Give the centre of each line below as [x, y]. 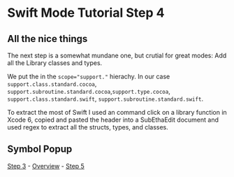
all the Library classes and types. [55, 63]
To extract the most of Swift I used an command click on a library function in [117, 112]
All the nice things [47, 39]
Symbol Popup [40, 149]
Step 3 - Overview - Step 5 [46, 166]
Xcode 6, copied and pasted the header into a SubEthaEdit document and [113, 120]
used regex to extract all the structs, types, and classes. [88, 127]
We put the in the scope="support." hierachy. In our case [89, 76]
